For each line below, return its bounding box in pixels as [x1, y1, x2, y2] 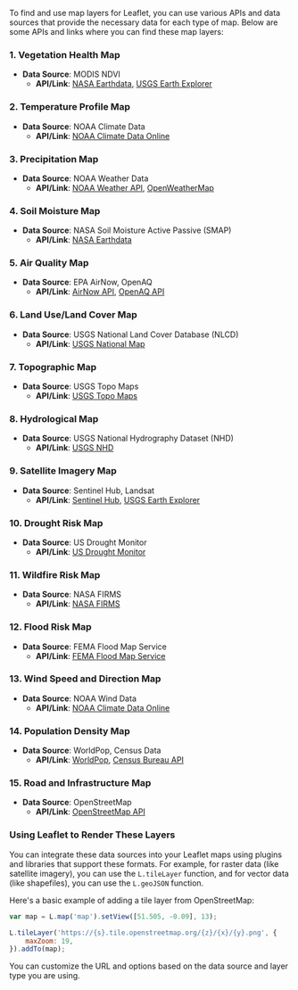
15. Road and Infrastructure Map [9, 777, 152, 789]
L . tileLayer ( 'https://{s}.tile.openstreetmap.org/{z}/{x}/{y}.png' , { [9, 928, 277, 937]
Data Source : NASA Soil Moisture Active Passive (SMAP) [21, 225, 232, 235]
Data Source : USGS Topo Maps [21, 381, 139, 392]
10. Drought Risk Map [9, 516, 103, 529]
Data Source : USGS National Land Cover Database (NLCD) [21, 329, 239, 340]
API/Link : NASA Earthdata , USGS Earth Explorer [35, 78, 212, 89]
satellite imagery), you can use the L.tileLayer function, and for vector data [9, 868, 290, 879]
